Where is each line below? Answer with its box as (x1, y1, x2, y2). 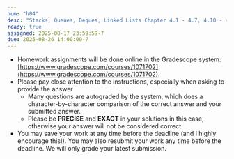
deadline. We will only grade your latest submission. (17, 144, 167, 153)
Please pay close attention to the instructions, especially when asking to (17, 77, 225, 86)
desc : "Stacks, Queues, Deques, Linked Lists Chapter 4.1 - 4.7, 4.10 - (7, 17, 223, 24)
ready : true (7, 23, 42, 30)
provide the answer (17, 85, 73, 93)
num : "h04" (7, 10, 39, 17)
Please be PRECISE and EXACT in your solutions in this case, (27, 114, 204, 123)
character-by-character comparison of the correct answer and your (27, 100, 222, 108)
